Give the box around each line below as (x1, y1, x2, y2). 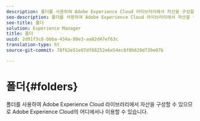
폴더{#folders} (6, 79, 79, 93)
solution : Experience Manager (6, 25, 82, 31)
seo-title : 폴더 (6, 20, 44, 26)
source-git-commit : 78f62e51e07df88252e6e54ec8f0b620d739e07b (6, 47, 164, 53)
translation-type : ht (6, 42, 60, 48)
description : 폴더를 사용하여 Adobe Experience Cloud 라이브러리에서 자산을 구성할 (6, 8, 195, 15)
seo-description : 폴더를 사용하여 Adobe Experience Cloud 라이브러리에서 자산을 (6, 14, 190, 20)
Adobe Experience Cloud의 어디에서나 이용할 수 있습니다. (12, 108, 149, 115)
